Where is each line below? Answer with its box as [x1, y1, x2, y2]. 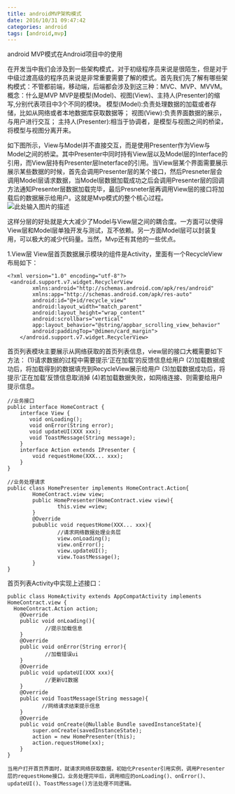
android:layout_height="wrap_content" [32, 309, 145, 316]
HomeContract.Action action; [13, 605, 99, 612]
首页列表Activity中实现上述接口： [7, 579, 103, 588]
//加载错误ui [44, 651, 79, 658]
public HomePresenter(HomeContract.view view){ [32, 497, 173, 504]
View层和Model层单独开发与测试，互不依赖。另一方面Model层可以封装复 [7, 226, 217, 235]
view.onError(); [57, 541, 105, 549]
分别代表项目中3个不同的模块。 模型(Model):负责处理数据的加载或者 [15, 100, 211, 109]
